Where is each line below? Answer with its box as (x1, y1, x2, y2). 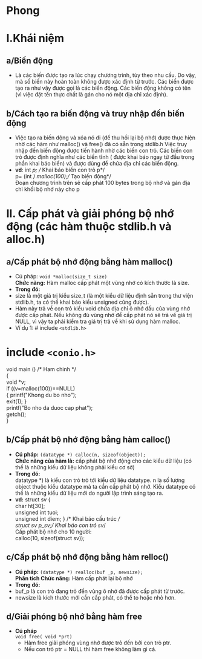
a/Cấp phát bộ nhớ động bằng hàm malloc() (6, 256, 174, 267)
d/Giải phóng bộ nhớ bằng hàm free (6, 611, 143, 621)
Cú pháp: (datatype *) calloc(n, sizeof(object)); (15, 450, 146, 458)
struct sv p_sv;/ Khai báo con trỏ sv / (15, 521, 106, 529)
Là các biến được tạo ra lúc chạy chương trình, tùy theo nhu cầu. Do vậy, (15, 72, 197, 79)
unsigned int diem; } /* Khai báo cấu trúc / (15, 515, 120, 522)
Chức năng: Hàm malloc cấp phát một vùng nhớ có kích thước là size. (15, 279, 189, 286)
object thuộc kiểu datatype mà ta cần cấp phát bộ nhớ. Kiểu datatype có (15, 483, 196, 490)
